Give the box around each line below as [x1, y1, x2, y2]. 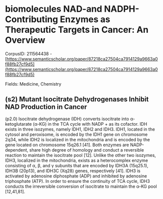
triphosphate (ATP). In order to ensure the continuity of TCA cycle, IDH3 [5, 178, 150, 184]
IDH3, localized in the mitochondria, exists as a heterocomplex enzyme [5, 157, 148, 163]
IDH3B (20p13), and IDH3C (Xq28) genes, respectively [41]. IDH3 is [5, 168, 140, 174]
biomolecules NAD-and [5, 3, 102, 15]
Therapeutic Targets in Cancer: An [5, 24, 149, 35]
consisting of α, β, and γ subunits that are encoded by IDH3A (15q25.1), [5, 162, 148, 168]
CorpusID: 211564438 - [5, 50, 52, 57]
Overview [5, 35, 46, 46]
